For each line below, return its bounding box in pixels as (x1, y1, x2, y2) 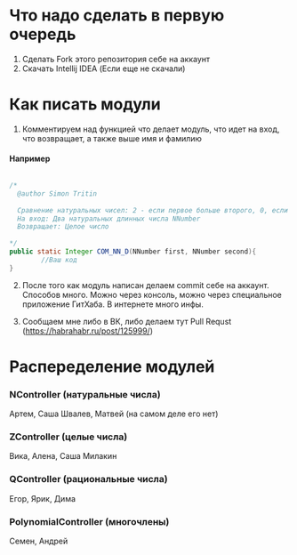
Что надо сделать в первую (9, 5, 225, 26)
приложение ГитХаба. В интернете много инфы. (21, 299, 205, 310)
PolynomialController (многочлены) (9, 515, 170, 527)
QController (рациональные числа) (9, 473, 168, 486)
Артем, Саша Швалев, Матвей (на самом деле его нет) (9, 408, 219, 419)
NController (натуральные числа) (9, 388, 162, 400)
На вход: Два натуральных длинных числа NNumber (17, 214, 201, 223)
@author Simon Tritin (17, 189, 98, 198)
